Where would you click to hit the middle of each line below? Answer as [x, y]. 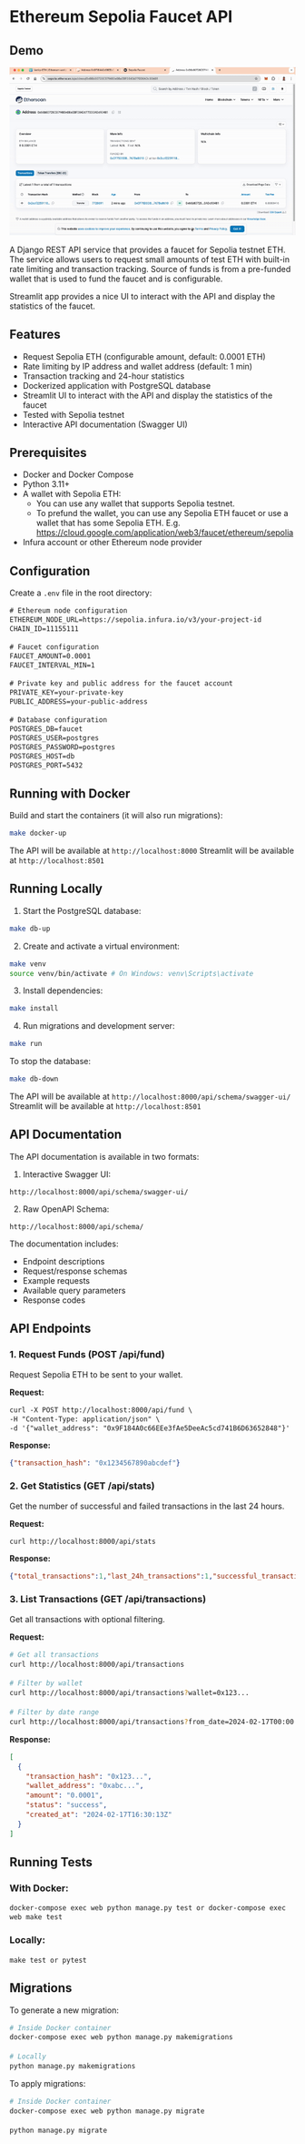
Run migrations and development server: [98, 1026]
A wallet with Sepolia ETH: [72, 494]
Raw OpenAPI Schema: [66, 1209]
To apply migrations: [48, 2083]
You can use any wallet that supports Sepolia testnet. [136, 503]
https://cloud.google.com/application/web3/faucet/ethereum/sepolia [165, 533]
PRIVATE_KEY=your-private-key [67, 693]
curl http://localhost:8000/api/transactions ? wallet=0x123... [129, 1693]
